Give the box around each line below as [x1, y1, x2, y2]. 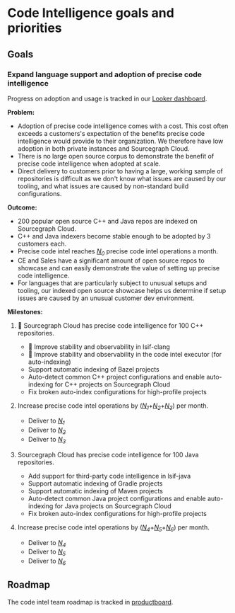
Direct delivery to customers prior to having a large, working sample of [17, 166, 224, 175]
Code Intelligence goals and [7, 5, 174, 21]
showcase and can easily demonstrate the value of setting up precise [17, 263, 220, 272]
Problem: [7, 108, 35, 116]
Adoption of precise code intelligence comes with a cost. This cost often [17, 122, 229, 130]
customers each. [17, 239, 67, 248]
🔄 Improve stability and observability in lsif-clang [28, 342, 171, 351]
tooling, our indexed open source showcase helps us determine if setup [17, 286, 227, 294]
